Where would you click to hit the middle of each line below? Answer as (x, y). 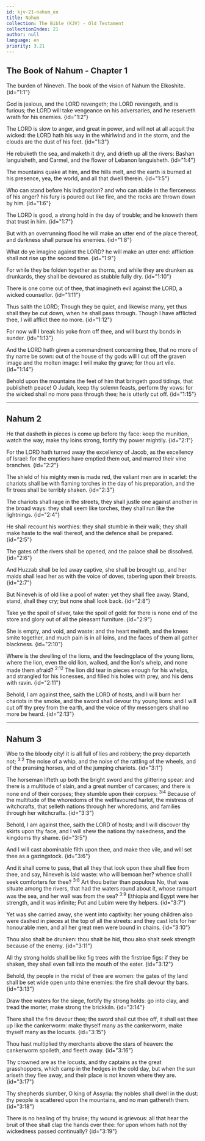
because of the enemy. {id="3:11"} (49, 946)
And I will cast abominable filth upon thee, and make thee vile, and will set (99, 850)
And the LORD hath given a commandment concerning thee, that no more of (102, 349)
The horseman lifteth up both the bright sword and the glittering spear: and (100, 779)
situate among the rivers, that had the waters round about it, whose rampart (102, 888)
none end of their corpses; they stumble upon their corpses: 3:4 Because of (101, 793)
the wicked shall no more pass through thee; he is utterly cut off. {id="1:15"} (101, 394)
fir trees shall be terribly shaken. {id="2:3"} (60, 490)
